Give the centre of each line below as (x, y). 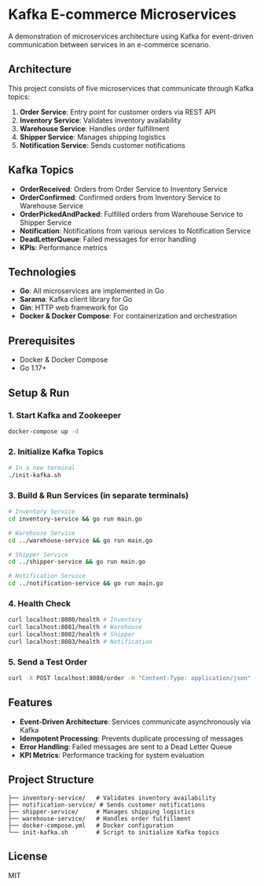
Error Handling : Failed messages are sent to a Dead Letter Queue (126, 746)
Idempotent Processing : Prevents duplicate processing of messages (131, 738)
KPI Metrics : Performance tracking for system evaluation (112, 755)
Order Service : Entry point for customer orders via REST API (117, 112)
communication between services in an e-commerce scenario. (109, 44)
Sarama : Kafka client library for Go (76, 300)
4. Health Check (39, 604)
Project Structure (51, 780)
